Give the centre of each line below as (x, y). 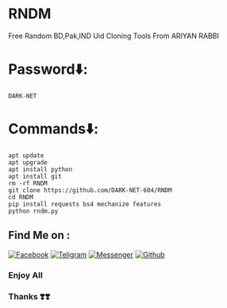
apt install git (35, 176)
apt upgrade (28, 162)
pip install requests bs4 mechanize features (85, 204)
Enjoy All (26, 275)
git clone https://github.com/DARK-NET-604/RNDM (90, 190)
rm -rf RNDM (28, 183)
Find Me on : (39, 235)
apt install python (40, 169)
